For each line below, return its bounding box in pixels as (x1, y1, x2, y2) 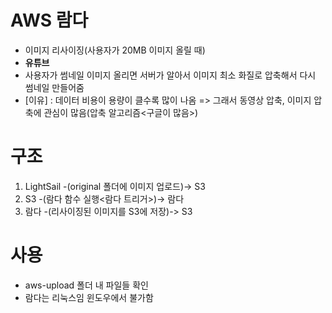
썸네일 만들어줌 (24, 81, 85, 93)
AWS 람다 (10, 9, 89, 32)
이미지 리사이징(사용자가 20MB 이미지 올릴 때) (24, 44, 206, 56)
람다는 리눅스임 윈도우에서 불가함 (24, 291, 154, 303)
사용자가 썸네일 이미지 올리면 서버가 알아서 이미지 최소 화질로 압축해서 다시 (24, 69, 317, 81)
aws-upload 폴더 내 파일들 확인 (24, 279, 149, 291)
